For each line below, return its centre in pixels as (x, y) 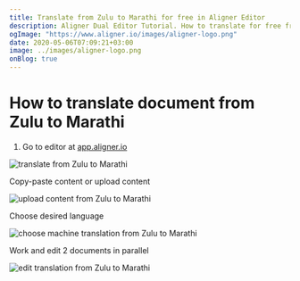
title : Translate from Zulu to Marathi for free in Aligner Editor (137, 17)
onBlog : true (33, 59)
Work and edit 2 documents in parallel (79, 250)
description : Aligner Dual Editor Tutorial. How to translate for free (145, 26)
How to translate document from (132, 103)
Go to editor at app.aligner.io (75, 146)
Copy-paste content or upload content (80, 181)
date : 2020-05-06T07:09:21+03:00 (71, 42)
